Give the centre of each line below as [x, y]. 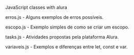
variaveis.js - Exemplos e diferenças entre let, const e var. [66, 47]
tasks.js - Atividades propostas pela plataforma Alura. [62, 37]
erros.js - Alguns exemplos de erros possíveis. [54, 17]
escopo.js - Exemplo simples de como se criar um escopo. [67, 27]
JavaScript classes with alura [36, 7]
